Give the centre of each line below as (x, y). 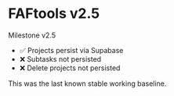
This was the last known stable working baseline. (87, 84)
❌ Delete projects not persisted (70, 68)
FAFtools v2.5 (54, 14)
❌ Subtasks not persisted (60, 59)
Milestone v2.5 (32, 35)
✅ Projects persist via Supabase (71, 50)
